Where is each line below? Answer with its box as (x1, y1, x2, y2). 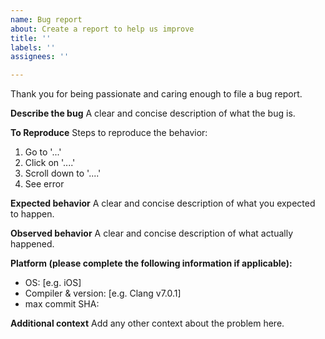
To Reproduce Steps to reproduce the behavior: (10, 127, 208, 139)
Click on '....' (24, 157, 76, 169)
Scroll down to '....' (24, 167, 102, 180)
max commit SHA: (24, 298, 100, 310)
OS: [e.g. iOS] (24, 277, 82, 289)
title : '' (10, 33, 52, 43)
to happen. (10, 208, 55, 220)
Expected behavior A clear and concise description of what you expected (10, 197, 316, 210)
